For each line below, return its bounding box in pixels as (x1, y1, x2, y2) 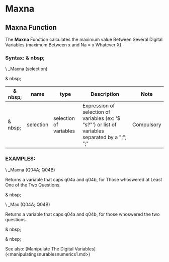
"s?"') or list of (82, 121, 117, 128)
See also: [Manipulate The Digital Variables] (5, 245, 96, 252)
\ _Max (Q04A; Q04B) (5, 201, 50, 207)
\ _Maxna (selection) (5, 66, 48, 72)
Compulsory (132, 121, 161, 128)
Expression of (82, 102, 115, 109)
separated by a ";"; (82, 134, 127, 141)
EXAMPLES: (5, 155, 36, 162)
